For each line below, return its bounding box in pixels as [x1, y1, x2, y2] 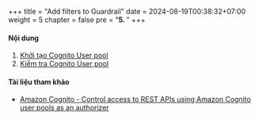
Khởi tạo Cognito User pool [19, 51, 109, 60]
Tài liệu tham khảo [8, 77, 70, 86]
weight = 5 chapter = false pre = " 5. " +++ [8, 15, 146, 24]
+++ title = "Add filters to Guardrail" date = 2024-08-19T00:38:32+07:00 [8, 7, 246, 16]
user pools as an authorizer [19, 103, 109, 113]
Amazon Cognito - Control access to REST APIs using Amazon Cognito [19, 95, 251, 104]
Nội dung [8, 33, 40, 43]
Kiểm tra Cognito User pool [19, 59, 109, 69]
